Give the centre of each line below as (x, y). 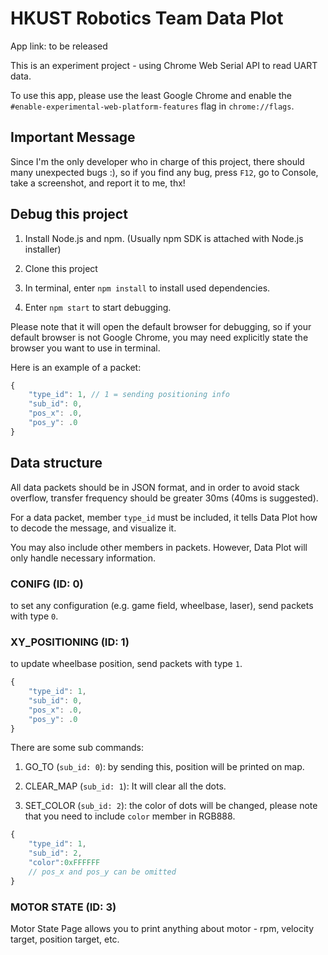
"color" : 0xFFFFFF (64, 863)
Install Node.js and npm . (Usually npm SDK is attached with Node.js (164, 238)
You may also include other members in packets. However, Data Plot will (159, 547)
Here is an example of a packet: (76, 367)
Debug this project (69, 214)
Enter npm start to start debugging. (98, 307)
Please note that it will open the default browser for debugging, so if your (161, 326)
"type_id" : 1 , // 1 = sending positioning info (129, 395)
